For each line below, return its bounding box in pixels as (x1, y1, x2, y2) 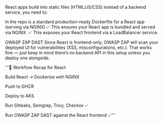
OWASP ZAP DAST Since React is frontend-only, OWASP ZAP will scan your (5, 39, 159, 45)
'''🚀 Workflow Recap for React (5, 65, 66, 70)
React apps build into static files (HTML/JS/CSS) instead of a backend (5, 4, 146, 10)
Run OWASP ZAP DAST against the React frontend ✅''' (5, 112, 116, 118)
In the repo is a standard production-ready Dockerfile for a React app (5, 19, 145, 25)
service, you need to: (5, 9, 48, 15)
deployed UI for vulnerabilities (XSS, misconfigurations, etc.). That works (5, 45, 152, 50)
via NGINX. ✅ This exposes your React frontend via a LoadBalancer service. (5, 29, 159, 35)
